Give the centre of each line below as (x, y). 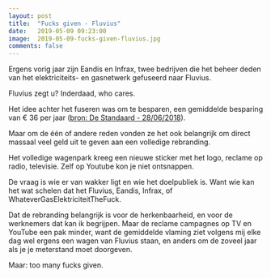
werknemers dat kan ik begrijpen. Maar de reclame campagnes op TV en (130, 224)
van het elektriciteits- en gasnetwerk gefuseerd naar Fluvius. (110, 78)
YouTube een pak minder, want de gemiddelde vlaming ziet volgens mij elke (135, 233)
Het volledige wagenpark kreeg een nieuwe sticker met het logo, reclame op (135, 158)
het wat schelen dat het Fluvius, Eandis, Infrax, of (91, 190)
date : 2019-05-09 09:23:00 (57, 31)
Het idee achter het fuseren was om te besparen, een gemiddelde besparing (136, 109)
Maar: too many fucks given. (56, 265)
